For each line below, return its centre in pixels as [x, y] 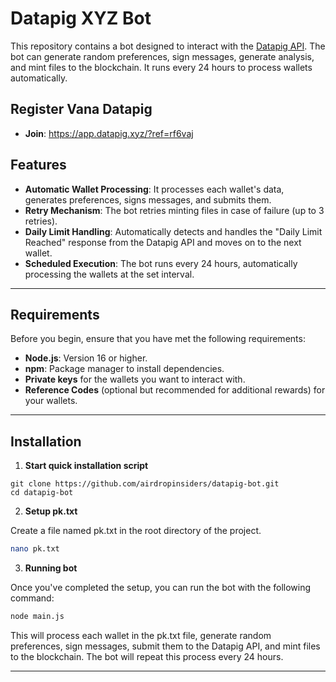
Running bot [51, 568]
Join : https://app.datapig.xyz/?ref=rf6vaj [109, 133]
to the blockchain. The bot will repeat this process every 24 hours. [147, 656]
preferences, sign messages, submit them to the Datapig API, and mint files [165, 646]
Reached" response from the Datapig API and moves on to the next [163, 242]
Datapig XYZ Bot [81, 18]
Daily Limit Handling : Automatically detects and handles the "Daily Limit [173, 231]
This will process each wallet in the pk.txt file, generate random [141, 635]
